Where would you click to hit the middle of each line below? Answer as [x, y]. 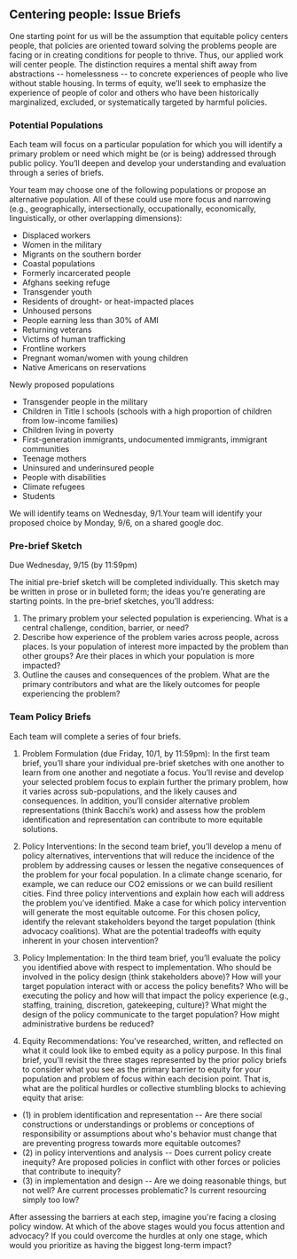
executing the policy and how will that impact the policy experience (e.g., [156, 995]
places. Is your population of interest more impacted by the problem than [155, 646]
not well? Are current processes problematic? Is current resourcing [144, 1190]
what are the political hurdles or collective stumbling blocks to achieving [154, 1088]
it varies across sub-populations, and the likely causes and [129, 791]
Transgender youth [57, 292]
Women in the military [62, 245]
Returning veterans [57, 330]
